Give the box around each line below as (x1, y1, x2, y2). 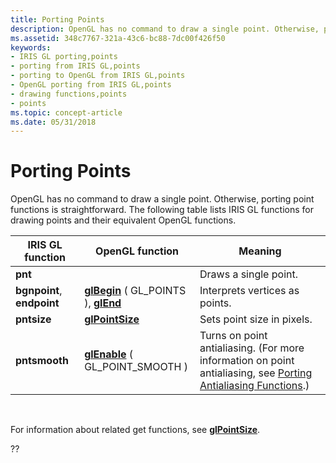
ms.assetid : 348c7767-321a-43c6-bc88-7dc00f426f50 (10, 33, 226, 43)
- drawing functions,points (10, 89, 128, 99)
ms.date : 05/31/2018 (10, 117, 97, 127)
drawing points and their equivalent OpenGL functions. (10, 214, 237, 226)
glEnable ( (84, 347, 134, 361)
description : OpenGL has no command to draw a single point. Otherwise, (10, 24, 320, 34)
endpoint (15, 296, 60, 310)
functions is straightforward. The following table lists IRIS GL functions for (10, 204, 314, 216)
